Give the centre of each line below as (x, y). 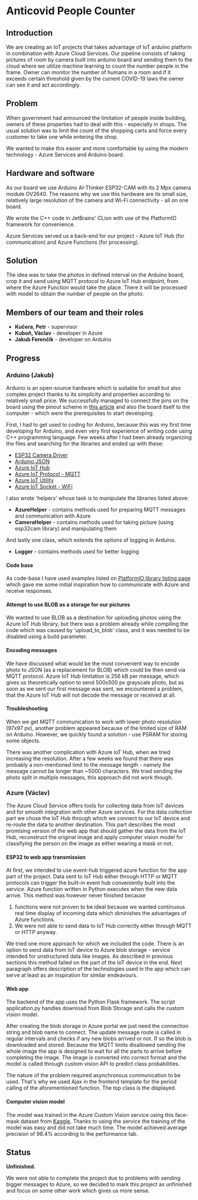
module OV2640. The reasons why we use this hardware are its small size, (97, 193)
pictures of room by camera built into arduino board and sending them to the (99, 60)
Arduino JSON (32, 461)
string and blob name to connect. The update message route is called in (94, 1032)
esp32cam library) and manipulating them (66, 528)
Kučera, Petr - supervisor (46, 327)
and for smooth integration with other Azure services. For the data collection (99, 812)
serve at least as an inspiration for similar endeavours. (72, 975)
